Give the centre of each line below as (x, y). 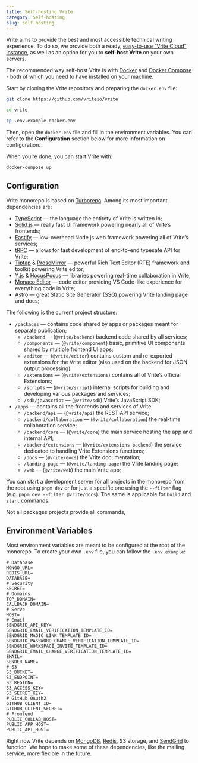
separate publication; (41, 330)
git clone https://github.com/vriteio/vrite (62, 99)
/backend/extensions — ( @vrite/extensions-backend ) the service (103, 444)
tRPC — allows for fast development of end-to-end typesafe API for (98, 250)
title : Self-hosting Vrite (40, 12)
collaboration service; (50, 425)
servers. (16, 59)
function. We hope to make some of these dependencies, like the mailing (95, 747)
